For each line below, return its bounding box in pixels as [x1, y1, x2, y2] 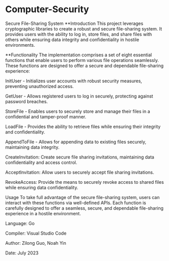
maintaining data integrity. [5, 144, 60, 150]
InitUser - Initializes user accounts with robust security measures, [5, 78, 143, 84]
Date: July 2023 [5, 250, 39, 256]
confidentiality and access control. [5, 159, 77, 166]
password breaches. [5, 98, 48, 105]
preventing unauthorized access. [5, 83, 74, 89]
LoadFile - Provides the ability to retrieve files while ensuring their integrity [5, 123, 161, 129]
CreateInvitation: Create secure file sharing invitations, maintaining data [5, 154, 154, 160]
